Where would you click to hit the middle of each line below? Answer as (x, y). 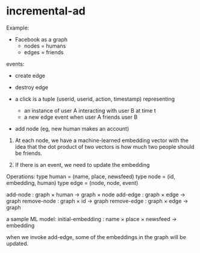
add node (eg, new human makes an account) (72, 128)
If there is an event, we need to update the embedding (82, 164)
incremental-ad (46, 11)
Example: (18, 28)
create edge (30, 75)
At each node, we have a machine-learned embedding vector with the (102, 140)
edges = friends (44, 52)
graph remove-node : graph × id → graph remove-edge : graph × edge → (97, 201)
